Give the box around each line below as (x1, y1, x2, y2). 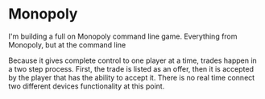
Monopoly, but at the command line (8, 39, 126, 49)
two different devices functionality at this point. (8, 81, 165, 91)
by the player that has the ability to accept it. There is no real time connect (8, 72, 255, 82)
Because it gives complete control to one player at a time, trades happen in (8, 56, 258, 65)
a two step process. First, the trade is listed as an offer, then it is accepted (8, 64, 254, 73)
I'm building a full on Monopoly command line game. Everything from (8, 31, 238, 41)
